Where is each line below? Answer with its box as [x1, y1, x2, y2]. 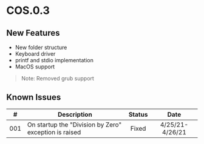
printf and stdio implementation [15, 57, 94, 64]
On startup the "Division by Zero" [27, 120, 122, 129]
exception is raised [27, 128, 81, 136]
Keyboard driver [15, 50, 56, 57]
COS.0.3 [6, 4, 50, 18]
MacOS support [15, 63, 55, 70]
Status [128, 110, 148, 119]
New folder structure [15, 44, 67, 51]
